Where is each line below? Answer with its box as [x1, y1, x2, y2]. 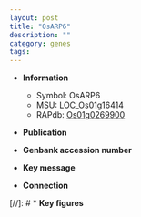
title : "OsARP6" [9, 22, 71, 31]
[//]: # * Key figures [9, 198, 84, 209]
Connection [22, 180, 68, 191]
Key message [22, 162, 76, 173]
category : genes [9, 38, 71, 48]
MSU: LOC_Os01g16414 [35, 99, 125, 110]
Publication [22, 127, 67, 138]
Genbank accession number [22, 145, 132, 156]
